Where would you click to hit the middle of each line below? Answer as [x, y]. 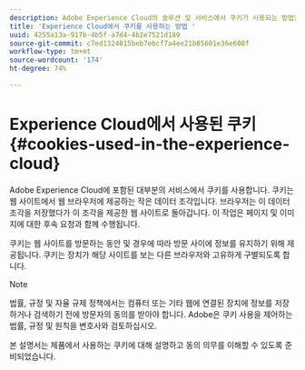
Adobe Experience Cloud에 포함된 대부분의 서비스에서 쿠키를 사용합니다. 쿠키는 [152, 190]
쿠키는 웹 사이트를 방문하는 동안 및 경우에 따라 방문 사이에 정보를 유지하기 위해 [148, 243]
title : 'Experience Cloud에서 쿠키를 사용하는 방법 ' [103, 26]
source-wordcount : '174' [56, 60]
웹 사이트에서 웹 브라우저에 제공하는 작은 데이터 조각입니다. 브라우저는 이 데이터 [150, 201]
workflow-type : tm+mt [50, 52]
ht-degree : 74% [38, 69]
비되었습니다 [32, 356]
